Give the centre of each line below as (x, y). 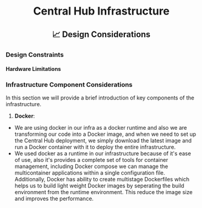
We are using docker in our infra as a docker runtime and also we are (101, 128)
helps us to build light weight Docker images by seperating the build (99, 186)
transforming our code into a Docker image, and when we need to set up (105, 134)
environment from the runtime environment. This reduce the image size (103, 192)
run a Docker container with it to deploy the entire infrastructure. (95, 147)
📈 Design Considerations (101, 34)
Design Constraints (35, 55)
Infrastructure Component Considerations (69, 85)
